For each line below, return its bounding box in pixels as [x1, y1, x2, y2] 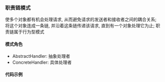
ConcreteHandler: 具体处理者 [12, 59, 72, 65]
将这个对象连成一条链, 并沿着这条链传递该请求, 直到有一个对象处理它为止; [5, 23, 155, 29]
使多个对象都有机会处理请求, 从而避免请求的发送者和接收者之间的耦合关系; [5, 16, 157, 23]
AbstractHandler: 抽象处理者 [12, 53, 70, 59]
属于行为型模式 [13, 29, 45, 35]
